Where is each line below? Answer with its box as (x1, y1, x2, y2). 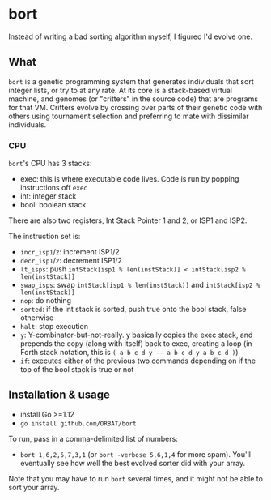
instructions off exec (19, 183, 87, 193)
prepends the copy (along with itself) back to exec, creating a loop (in (19, 339, 252, 348)
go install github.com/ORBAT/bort (19, 419, 137, 428)
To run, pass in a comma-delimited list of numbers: (8, 434, 178, 443)
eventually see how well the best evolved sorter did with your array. (19, 458, 246, 468)
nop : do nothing (19, 296, 71, 306)
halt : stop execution (19, 322, 89, 331)
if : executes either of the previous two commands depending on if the (19, 356, 256, 365)
